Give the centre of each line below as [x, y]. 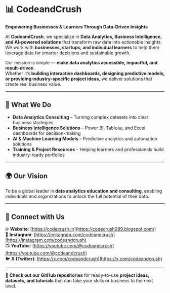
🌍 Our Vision [27, 176]
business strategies [33, 122]
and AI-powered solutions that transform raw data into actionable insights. [83, 42]
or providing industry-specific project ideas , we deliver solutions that [79, 79]
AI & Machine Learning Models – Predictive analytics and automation [85, 138]
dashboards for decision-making [47, 133]
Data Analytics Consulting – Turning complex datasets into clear [80, 117]
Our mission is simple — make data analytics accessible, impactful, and [81, 62]
